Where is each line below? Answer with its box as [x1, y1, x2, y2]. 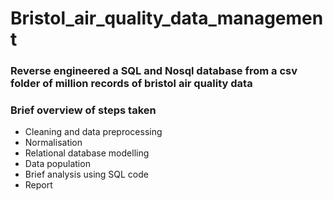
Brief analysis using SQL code [24, 168, 149, 181]
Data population [24, 158, 91, 170]
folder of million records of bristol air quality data [10, 77, 253, 91]
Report [24, 179, 53, 191]
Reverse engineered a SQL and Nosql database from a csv [10, 64, 298, 78]
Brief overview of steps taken [10, 103, 157, 117]
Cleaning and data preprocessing [24, 126, 163, 138]
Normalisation [24, 137, 83, 149]
